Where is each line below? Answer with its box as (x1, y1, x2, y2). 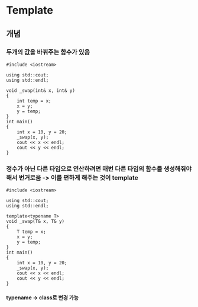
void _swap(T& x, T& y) (6, 219, 65, 225)
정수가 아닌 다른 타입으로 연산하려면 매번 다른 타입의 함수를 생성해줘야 (6, 164, 192, 172)
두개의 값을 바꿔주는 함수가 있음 (6, 48, 90, 56)
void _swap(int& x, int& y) (6, 87, 76, 94)
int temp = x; (17, 98, 51, 104)
